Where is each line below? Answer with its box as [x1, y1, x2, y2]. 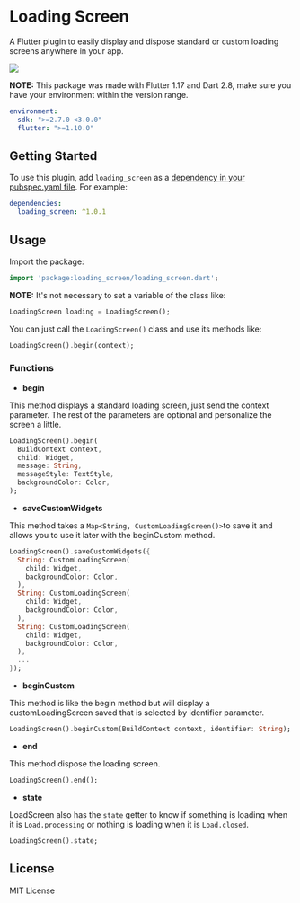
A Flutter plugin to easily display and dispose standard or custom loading [9, 36, 279, 47]
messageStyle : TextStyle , [17, 470, 115, 479]
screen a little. [9, 419, 62, 429]
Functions [9, 362, 54, 375]
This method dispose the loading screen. [9, 757, 161, 769]
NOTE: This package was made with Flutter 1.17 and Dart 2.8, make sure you [9, 79, 292, 91]
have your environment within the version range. [9, 89, 189, 100]
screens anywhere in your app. [9, 45, 124, 56]
